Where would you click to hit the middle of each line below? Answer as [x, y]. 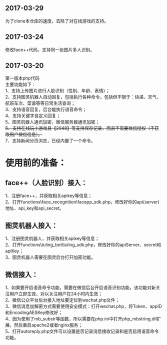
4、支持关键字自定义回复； [33, 116]
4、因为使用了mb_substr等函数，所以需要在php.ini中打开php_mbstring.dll [81, 319]
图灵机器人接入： [31, 225]
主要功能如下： [20, 84]
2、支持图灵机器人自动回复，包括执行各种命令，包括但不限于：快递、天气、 [83, 97]
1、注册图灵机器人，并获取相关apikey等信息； [52, 238]
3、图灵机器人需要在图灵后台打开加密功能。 [50, 257]
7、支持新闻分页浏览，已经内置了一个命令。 [50, 141]
